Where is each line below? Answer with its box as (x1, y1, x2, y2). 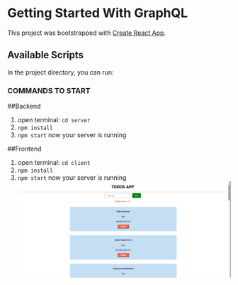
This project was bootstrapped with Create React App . (7, 28, 166, 37)
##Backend (7, 102, 41, 111)
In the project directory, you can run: (7, 68, 114, 76)
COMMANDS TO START (7, 85, 91, 95)
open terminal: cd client (17, 158, 91, 167)
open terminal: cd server (17, 116, 91, 124)
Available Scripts (7, 49, 84, 61)
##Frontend (7, 144, 42, 154)
